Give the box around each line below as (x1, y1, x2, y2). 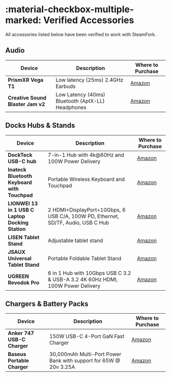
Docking (8, 219, 29, 226)
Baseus (8, 351, 26, 358)
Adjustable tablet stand (47, 237, 103, 244)
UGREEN (8, 272, 29, 279)
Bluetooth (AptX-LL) (55, 97, 105, 104)
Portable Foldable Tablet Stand (47, 254, 122, 262)
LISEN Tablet (8, 233, 40, 241)
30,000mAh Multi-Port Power (49, 351, 122, 358)
